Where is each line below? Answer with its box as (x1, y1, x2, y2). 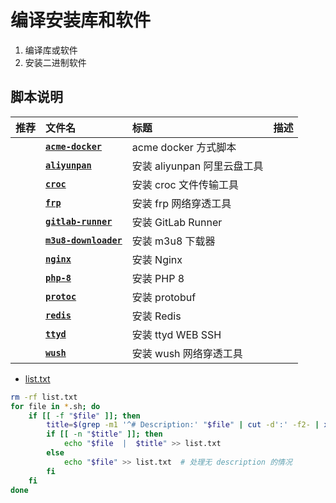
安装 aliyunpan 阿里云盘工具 (131, 159, 264, 173)
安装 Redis (131, 309, 182, 323)
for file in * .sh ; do (10, 401, 101, 411)
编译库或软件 (24, 44, 78, 56)
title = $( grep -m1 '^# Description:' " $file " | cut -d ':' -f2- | (46, 420, 320, 430)
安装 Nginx (131, 252, 183, 266)
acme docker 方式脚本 (131, 140, 237, 154)
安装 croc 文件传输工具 (131, 177, 240, 191)
